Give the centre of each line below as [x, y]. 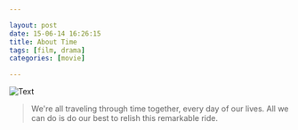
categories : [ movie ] [48, 59]
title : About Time [43, 42]
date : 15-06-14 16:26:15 [55, 33]
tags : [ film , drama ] [48, 50]
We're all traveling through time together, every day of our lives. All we [160, 109]
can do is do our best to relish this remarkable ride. [124, 118]
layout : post [33, 25]
